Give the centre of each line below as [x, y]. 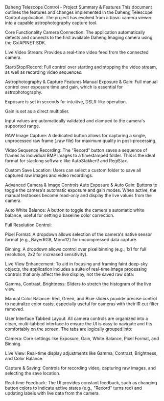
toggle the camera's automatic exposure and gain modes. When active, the [81, 190]
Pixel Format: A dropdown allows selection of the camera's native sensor [79, 234]
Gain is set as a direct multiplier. [37, 111]
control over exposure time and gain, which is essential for [64, 87]
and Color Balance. [24, 358]
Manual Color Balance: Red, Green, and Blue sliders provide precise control [81, 299]
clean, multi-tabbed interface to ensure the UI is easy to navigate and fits [79, 324]
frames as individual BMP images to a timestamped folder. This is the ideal [80, 155]
